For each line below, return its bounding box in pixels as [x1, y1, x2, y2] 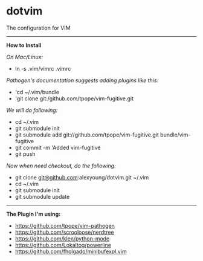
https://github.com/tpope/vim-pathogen [14, 222, 115, 229]
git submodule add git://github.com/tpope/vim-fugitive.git [14, 131, 159, 138]
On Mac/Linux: [6, 53, 43, 60]
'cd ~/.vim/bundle [14, 88, 59, 95]
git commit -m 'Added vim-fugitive [14, 144, 101, 151]
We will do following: [6, 106, 58, 114]
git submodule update [14, 193, 70, 200]
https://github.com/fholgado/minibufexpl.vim [14, 248, 127, 255]
